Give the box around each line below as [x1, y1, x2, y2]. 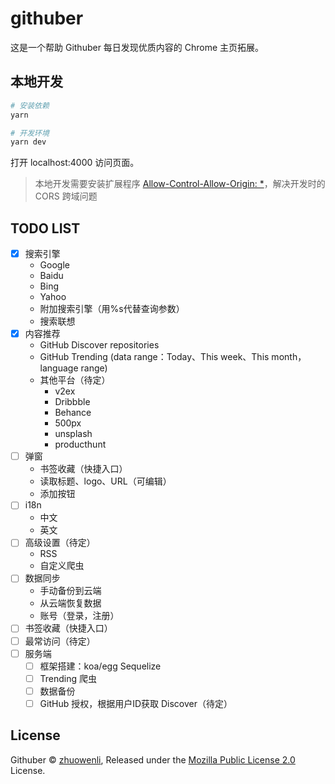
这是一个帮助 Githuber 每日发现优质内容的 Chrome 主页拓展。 [10, 41, 265, 53]
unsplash [54, 428, 93, 440]
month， [271, 351, 307, 363]
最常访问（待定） [24, 635, 96, 647]
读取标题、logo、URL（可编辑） [39, 475, 172, 487]
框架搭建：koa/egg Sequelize [39, 660, 162, 672]
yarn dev [10, 137, 47, 147]
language [39, 362, 79, 374]
